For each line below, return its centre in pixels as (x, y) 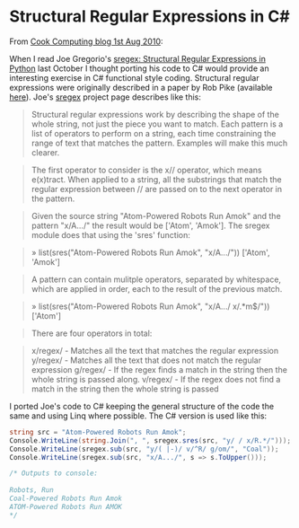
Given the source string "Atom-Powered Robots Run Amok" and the (156, 216)
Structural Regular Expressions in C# (149, 17)
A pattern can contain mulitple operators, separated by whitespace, (156, 279)
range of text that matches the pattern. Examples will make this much (159, 143)
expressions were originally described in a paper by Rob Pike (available (141, 87)
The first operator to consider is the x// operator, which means (146, 170)
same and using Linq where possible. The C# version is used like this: (138, 416)
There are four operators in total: (92, 333)
